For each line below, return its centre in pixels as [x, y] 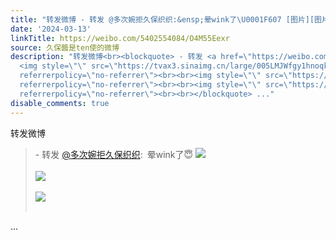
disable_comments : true [60, 103]
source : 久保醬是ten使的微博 [65, 47]
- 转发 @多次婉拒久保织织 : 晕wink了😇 [114, 154]
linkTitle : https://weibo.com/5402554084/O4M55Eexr [120, 38]
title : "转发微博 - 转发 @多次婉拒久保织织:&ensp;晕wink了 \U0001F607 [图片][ [162, 19]
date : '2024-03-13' [51, 29]
